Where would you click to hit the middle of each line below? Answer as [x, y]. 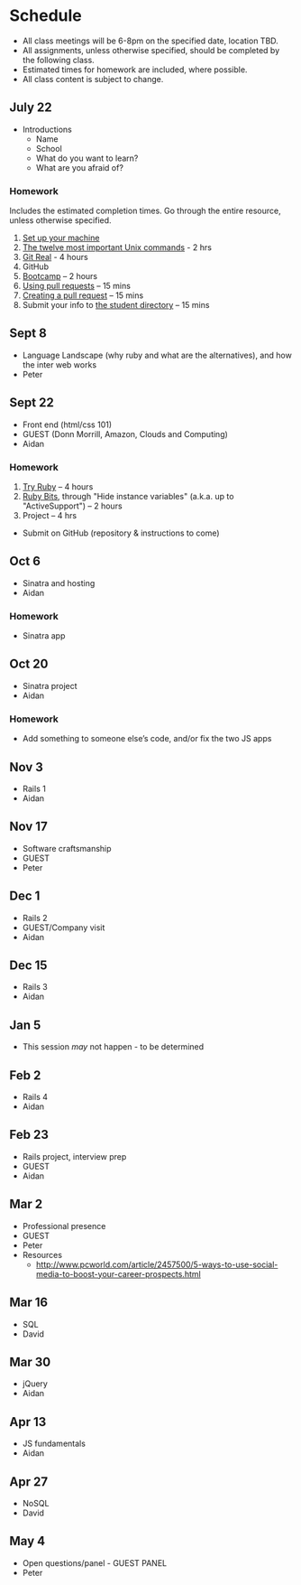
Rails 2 [35, 918]
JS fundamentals [54, 1444]
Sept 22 [32, 403]
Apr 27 [28, 1482]
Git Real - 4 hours [55, 257]
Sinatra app [44, 636]
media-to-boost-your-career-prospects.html [118, 1273]
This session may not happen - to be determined [113, 1047]
